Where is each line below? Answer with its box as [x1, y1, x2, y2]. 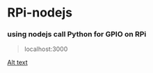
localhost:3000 [24, 45, 68, 53]
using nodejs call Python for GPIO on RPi [7, 30, 147, 39]
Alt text [7, 59, 28, 67]
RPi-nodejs [7, 5, 73, 21]
